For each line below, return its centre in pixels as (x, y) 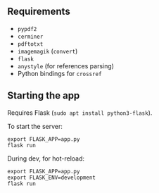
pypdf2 (27, 29)
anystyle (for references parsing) (66, 66)
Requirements (39, 12)
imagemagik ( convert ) (47, 51)
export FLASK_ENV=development (52, 178)
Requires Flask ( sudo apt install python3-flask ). (80, 113)
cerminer (30, 37)
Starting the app (44, 95)
